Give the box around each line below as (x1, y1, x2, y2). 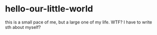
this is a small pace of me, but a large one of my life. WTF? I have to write (5, 19, 153, 25)
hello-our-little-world (5, 3, 94, 14)
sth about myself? (5, 24, 41, 30)
